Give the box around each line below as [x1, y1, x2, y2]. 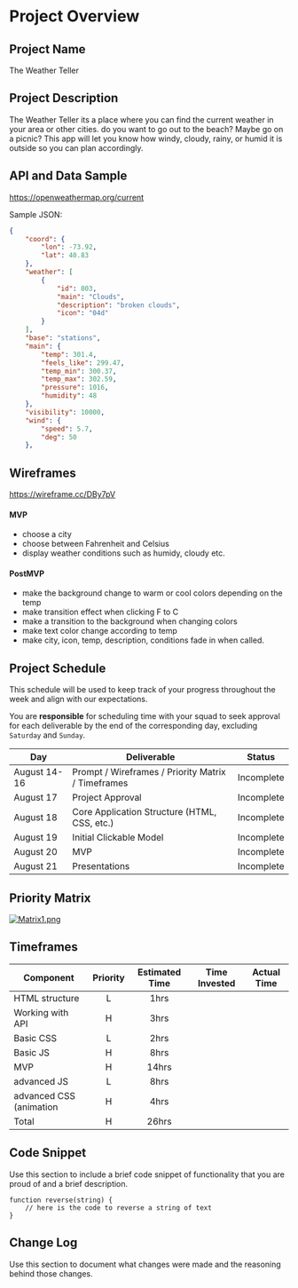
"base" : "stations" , [25, 334, 101, 343]
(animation [13, 1101, 59, 1113]
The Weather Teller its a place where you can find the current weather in [9, 114, 274, 125]
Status [247, 751, 276, 763]
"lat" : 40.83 [41, 251, 90, 260]
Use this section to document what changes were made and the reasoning [9, 1259, 281, 1269]
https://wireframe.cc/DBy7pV [9, 489, 116, 500]
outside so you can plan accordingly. [9, 142, 144, 153]
